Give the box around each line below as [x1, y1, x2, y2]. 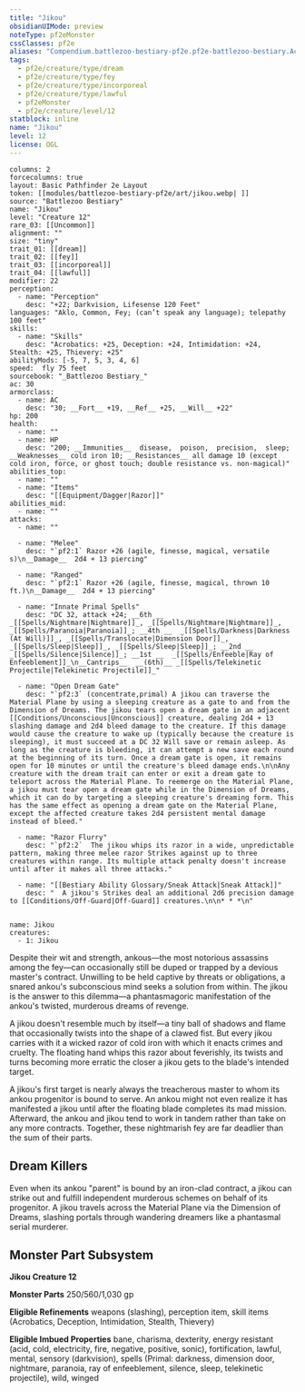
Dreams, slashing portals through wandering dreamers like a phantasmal [9, 1211, 281, 1222]
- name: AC [17, 395, 59, 404]
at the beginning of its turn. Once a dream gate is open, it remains [9, 753, 282, 762]
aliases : [9, 47, 43, 56]
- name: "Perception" [17, 292, 100, 301]
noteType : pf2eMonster [9, 30, 95, 39]
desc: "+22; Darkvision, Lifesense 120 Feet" [25, 300, 202, 309]
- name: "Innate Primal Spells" [17, 602, 141, 611]
